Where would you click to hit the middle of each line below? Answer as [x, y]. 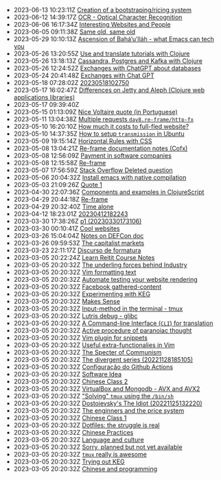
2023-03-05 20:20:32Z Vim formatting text [75, 272]
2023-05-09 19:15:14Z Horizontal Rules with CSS [83, 141]
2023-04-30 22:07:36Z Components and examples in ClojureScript [109, 192]
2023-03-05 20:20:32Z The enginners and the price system [99, 410]
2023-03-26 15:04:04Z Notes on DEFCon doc [79, 236]
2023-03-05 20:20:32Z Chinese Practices [73, 432]
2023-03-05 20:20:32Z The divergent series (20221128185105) [103, 360]
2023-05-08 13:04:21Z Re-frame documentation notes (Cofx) [101, 148]
